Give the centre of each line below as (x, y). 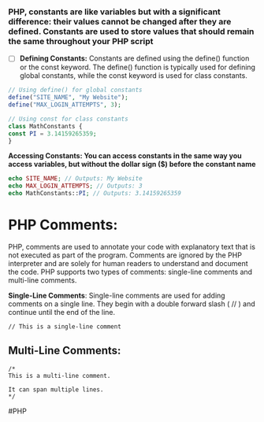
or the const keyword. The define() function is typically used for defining (138, 67)
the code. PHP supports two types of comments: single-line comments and (130, 272)
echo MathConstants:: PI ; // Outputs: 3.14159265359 (95, 194)
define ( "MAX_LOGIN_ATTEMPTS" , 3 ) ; (65, 105)
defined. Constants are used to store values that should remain (131, 31)
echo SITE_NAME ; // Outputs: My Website (76, 179)
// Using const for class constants (68, 119)
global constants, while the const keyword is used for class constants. (134, 76)
